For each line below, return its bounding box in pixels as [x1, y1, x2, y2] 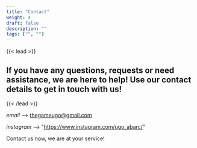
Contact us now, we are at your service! [6, 135, 105, 142]
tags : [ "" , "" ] [6, 31, 45, 37]
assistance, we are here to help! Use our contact [6, 75, 192, 85]
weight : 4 [6, 14, 31, 20]
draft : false [6, 20, 39, 26]
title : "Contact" [6, 8, 50, 15]
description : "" [6, 25, 47, 32]
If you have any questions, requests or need [6, 65, 175, 75]
